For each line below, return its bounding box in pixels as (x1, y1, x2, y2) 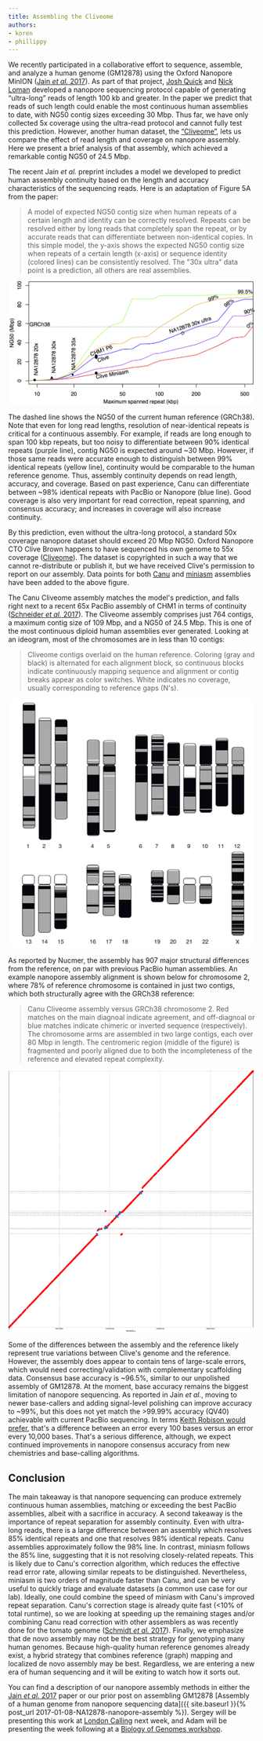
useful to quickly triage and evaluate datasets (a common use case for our (8, 1584, 248, 1593)
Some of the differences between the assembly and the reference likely (8, 1340, 239, 1350)
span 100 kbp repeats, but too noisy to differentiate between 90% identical (8, 437, 250, 447)
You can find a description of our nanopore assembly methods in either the (8, 1683, 250, 1692)
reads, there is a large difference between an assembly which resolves (23, 1526, 252, 1534)
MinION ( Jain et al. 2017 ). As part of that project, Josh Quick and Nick (8, 77, 233, 86)
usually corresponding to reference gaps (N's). (27, 683, 178, 693)
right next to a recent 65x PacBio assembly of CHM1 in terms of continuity (8, 602, 247, 611)
